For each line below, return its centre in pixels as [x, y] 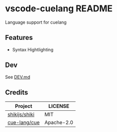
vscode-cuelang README [59, 9]
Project [24, 106]
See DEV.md [18, 77]
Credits [17, 92]
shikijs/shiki [21, 115]
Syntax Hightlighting [33, 49]
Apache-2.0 [59, 123]
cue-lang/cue [24, 123]
